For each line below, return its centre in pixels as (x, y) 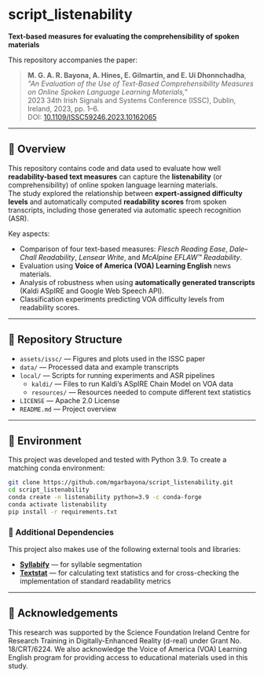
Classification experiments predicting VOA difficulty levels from (122, 299)
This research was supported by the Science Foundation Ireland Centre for (129, 632)
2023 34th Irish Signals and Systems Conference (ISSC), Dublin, (132, 100)
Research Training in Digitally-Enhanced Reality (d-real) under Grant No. (125, 640)
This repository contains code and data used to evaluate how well (115, 168)
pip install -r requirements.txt (63, 512)
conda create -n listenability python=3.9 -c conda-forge (105, 498)
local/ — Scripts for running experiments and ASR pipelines (117, 375)
